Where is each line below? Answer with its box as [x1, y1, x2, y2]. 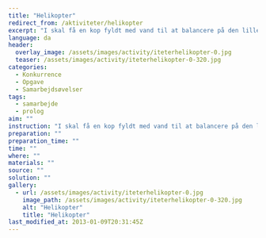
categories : [8, 63, 47, 71]
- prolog [15, 108, 44, 116]
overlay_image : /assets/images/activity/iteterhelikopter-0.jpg [15, 48, 232, 56]
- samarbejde [15, 100, 59, 108]
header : [8, 41, 34, 49]
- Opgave [15, 78, 44, 86]
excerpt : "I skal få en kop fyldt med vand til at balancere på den [8, 26, 239, 34]
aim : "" [8, 115, 34, 123]
